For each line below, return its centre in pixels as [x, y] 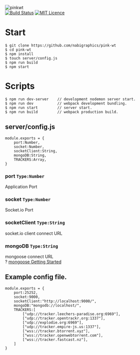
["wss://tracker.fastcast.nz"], [55, 339]
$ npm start [17, 67]
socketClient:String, [35, 151]
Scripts [20, 86]
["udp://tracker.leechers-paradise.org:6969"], [71, 314]
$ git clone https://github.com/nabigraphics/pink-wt [61, 45]
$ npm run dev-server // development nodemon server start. [70, 99]
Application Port [21, 187]
